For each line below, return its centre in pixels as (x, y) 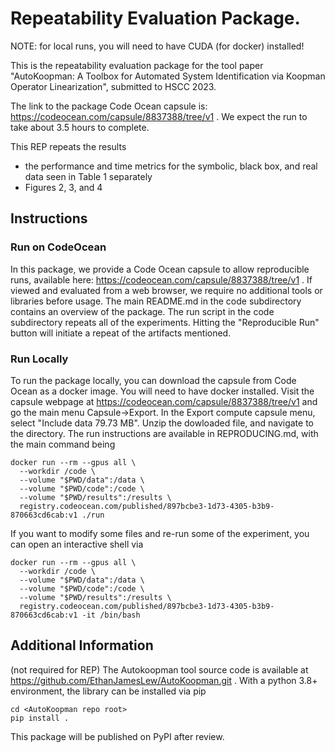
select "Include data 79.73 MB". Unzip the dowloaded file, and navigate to (162, 423)
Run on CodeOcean (58, 247)
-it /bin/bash (111, 615)
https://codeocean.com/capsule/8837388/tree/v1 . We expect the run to (159, 116)
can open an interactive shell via (77, 544)
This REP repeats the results (68, 146)
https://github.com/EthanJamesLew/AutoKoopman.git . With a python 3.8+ (164, 680)
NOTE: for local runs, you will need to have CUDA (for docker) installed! (157, 46)
